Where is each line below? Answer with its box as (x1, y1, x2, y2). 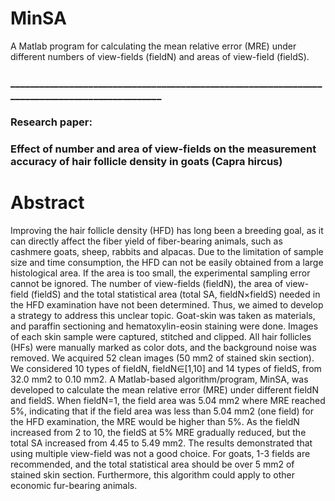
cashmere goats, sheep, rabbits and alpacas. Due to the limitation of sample (10, 245, 324, 257)
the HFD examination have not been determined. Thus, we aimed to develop (10, 298, 324, 311)
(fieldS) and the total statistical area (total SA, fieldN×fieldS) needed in (30, 288, 321, 300)
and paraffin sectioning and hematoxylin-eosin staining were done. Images (10, 320, 319, 332)
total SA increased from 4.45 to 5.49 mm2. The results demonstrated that (10, 437, 313, 449)
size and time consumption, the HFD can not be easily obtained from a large (10, 256, 324, 268)
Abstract (10, 191, 85, 214)
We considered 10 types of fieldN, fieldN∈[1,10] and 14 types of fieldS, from (10, 362, 322, 374)
